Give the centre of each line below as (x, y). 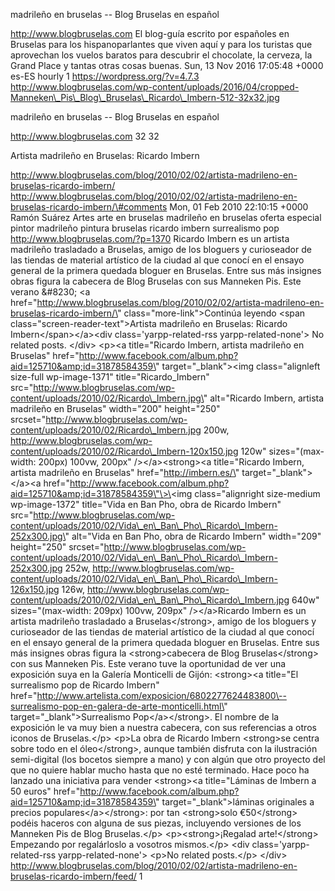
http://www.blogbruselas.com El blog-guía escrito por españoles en (150, 33)
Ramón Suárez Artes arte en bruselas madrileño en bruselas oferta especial (166, 217)
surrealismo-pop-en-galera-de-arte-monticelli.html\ (117, 706)
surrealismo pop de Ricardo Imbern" (85, 685)
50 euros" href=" (45, 791)
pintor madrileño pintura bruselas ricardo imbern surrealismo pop (145, 228)
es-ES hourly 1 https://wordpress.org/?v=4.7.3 (105, 76)
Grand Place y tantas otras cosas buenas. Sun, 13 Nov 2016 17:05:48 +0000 (167, 65)
